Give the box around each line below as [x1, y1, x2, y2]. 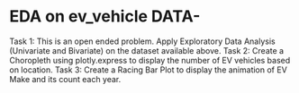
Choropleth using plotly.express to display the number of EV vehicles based [9, 55, 291, 65]
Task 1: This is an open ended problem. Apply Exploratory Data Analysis [9, 36, 276, 46]
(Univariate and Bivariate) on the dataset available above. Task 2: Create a [9, 45, 285, 55]
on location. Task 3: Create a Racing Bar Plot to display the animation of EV [9, 64, 288, 75]
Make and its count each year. [9, 73, 122, 84]
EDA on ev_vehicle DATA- [9, 6, 201, 27]
